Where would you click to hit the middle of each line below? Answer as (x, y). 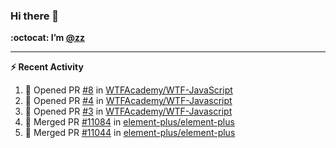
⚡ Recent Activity (47, 67)
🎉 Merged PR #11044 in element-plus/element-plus (130, 133)
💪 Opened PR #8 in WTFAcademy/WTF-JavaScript (128, 90)
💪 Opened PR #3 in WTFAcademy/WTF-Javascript (128, 111)
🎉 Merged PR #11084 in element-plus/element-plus (129, 122)
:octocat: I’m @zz (47, 38)
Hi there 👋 (35, 16)
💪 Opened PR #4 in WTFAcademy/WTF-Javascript (128, 101)
